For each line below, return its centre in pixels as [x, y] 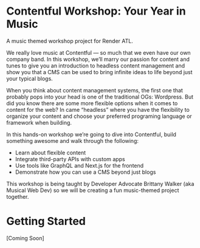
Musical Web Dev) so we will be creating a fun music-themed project [93, 190]
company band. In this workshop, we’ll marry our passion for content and [98, 59]
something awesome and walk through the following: [72, 140]
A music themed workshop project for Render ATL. [70, 41]
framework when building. [39, 122]
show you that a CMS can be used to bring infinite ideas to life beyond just [99, 72]
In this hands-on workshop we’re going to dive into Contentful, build [91, 134]
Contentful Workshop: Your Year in [96, 11]
